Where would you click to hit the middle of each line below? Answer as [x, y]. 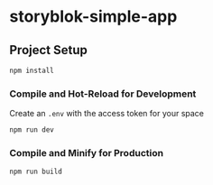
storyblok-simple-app [93, 17]
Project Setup [49, 50]
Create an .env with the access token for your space [107, 114]
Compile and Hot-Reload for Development [103, 94]
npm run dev [32, 130]
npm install [32, 70]
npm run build [36, 172]
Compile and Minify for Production [87, 153]
